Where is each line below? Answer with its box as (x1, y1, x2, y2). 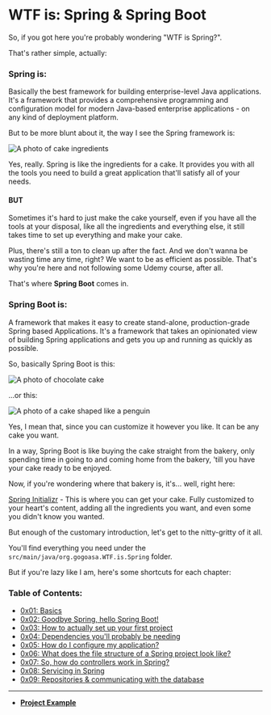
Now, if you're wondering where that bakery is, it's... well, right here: (8, 479, 236, 489)
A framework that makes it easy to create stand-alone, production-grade (8, 317, 250, 327)
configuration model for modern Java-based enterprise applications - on (8, 104, 250, 114)
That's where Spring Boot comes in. (8, 279, 129, 289)
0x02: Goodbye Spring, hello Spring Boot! (19, 615, 159, 624)
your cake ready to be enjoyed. (8, 463, 112, 472)
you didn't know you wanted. (8, 511, 105, 521)
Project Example (19, 698, 77, 708)
